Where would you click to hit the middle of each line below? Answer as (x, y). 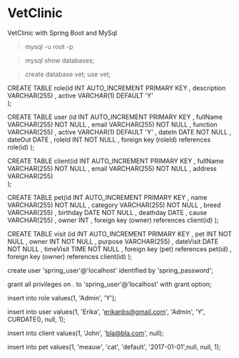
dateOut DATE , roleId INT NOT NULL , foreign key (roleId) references (109, 139)
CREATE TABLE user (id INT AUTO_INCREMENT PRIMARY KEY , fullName (115, 117)
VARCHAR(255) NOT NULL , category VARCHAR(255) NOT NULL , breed (114, 205)
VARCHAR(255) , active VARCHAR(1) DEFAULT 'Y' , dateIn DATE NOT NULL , (119, 132)
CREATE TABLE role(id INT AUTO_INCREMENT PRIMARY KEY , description (117, 88)
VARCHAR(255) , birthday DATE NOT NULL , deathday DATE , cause (107, 212)
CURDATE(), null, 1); (36, 319)
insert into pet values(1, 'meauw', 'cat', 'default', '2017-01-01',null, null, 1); (114, 347)
